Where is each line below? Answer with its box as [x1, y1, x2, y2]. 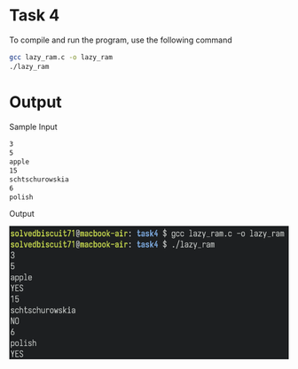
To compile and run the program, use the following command [9, 35, 232, 45]
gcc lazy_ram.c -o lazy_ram [9, 52, 114, 62]
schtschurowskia [9, 174, 69, 184]
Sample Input [9, 121, 58, 132]
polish [9, 192, 34, 202]
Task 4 [9, 5, 60, 26]
